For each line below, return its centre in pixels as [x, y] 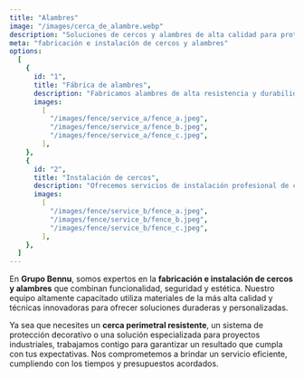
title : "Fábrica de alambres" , [92, 85]
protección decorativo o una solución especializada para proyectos [135, 335]
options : [26, 52]
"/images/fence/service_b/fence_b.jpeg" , [128, 219]
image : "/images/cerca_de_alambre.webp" [87, 26]
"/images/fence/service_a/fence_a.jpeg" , [128, 118]
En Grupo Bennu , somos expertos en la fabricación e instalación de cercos [152, 279]
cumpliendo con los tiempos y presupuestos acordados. [114, 364]
